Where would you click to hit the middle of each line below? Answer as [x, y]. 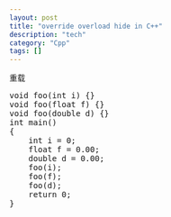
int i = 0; [52, 141]
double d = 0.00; [67, 159]
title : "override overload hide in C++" [86, 26]
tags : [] [26, 51]
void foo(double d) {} [59, 114]
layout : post [34, 18]
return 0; [50, 195]
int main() [33, 123]
